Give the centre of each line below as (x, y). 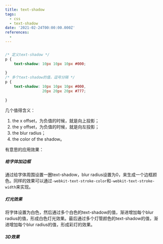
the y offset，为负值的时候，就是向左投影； (56, 127)
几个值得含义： (20, 110)
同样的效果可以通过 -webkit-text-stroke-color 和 (62, 181)
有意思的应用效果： (24, 149)
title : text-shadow (25, 10)
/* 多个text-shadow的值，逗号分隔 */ (40, 77)
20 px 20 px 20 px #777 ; (64, 91)
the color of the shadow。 (38, 139)
